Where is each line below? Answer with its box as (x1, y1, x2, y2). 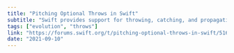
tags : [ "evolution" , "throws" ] (7, 23, 98, 30)
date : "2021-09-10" (7, 36, 64, 43)
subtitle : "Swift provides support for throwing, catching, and (7, 17, 198, 23)
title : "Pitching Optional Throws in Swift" (7, 10, 139, 17)
